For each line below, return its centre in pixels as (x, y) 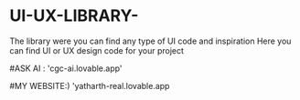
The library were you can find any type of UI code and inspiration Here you (150, 41)
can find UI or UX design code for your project (97, 50)
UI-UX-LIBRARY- (74, 16)
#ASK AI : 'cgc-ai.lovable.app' (66, 68)
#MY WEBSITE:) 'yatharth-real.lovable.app (90, 85)
